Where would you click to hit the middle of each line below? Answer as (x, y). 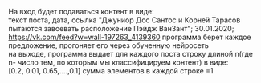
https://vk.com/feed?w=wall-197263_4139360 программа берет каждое (130, 37)
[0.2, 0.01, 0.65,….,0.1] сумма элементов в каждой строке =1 (111, 71)
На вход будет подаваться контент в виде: (81, 12)
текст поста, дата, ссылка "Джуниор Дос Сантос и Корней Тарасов (124, 20)
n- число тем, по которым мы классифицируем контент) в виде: (118, 62)
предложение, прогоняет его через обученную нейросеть (108, 45)
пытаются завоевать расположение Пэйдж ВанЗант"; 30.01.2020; (121, 28)
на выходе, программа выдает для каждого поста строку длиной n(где (130, 54)
